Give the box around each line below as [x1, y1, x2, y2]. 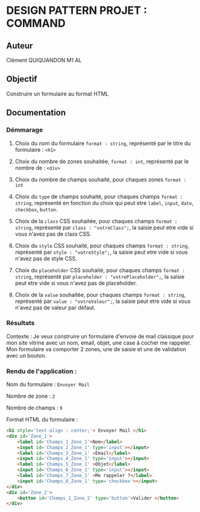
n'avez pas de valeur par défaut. [14, 303, 96, 311]
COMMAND [6, 16, 66, 30]
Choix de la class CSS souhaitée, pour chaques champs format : [14, 217, 178, 224]
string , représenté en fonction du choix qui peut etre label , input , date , [14, 199, 194, 206]
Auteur [6, 41, 33, 51]
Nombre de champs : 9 [6, 404, 63, 412]
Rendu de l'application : [6, 367, 77, 375]
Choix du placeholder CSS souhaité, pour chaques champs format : [14, 267, 185, 274]
